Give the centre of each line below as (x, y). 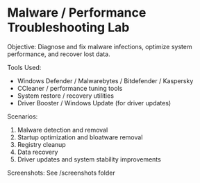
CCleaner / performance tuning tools (70, 88)
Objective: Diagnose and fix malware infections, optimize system (100, 46)
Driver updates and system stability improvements (89, 159)
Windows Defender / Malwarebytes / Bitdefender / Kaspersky (105, 80)
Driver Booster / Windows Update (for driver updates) (94, 103)
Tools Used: (24, 67)
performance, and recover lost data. (59, 54)
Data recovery (37, 152)
